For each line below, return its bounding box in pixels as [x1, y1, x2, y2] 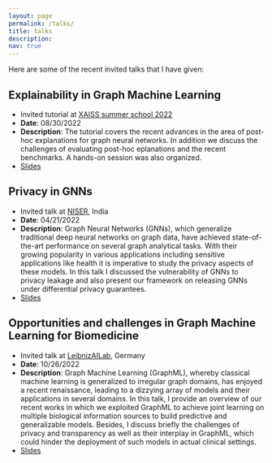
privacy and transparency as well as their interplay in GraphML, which [19, 428, 254, 438]
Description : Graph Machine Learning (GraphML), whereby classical [19, 367, 250, 378]
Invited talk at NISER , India [19, 206, 109, 216]
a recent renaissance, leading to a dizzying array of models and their [19, 385, 250, 395]
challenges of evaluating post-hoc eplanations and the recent [19, 144, 227, 154]
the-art [19, 240, 45, 250]
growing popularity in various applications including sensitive [19, 249, 225, 259]
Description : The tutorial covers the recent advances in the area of [19, 127, 245, 136]
